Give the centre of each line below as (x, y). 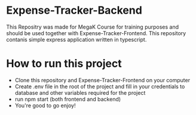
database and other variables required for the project (80, 92)
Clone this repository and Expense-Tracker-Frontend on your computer (102, 80)
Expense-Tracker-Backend (74, 10)
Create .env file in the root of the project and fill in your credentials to (100, 86)
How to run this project (64, 64)
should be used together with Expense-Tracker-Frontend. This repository (96, 33)
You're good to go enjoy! (45, 105)
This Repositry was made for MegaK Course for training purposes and (93, 27)
